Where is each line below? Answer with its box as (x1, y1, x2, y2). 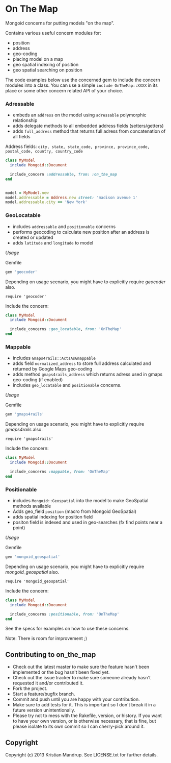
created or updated (12, 234, 53, 240)
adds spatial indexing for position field (12, 514, 93, 520)
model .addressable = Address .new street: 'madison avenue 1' (5, 195, 138, 200)
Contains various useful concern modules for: (5, 30, 101, 36)
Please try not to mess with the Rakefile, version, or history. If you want (12, 712, 162, 719)
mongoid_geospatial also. (5, 569, 60, 575)
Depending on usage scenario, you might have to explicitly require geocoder (5, 279, 166, 285)
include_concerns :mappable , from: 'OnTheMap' (10, 469, 110, 474)
